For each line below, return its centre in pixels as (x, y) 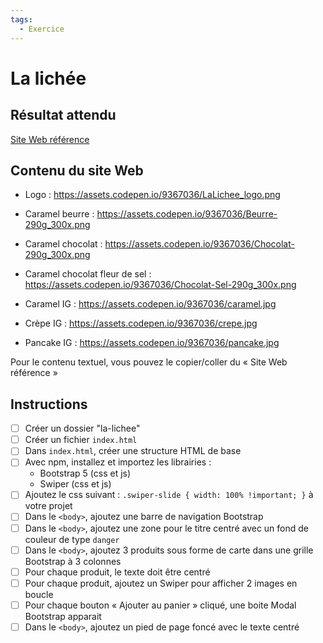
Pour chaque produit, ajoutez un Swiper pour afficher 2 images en (161, 583)
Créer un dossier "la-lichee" (82, 428)
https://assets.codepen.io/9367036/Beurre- (187, 214)
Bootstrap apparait (63, 616)
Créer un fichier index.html (81, 440)
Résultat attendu (63, 115)
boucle (39, 594)
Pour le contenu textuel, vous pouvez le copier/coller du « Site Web (149, 362)
